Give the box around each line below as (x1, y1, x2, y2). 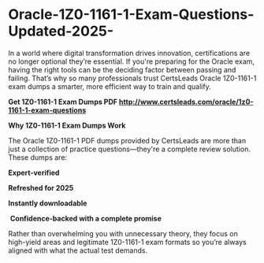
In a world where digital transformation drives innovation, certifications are (8, 48, 251, 57)
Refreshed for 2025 (8, 183, 74, 192)
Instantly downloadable (8, 198, 87, 208)
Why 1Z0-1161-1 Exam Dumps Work (8, 120, 126, 130)
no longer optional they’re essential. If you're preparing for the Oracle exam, (8, 57, 255, 66)
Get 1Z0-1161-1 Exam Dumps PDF (8, 97, 118, 106)
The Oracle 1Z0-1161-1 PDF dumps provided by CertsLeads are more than (8, 135, 247, 145)
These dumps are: (8, 152, 68, 162)
